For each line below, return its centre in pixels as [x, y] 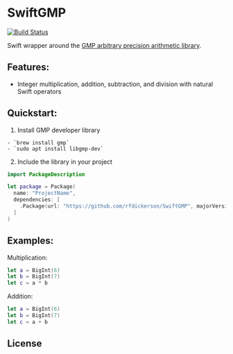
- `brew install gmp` [38, 143]
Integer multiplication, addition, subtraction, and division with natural [115, 84]
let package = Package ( [42, 187]
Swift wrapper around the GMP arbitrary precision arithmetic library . [104, 45]
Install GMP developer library [59, 130]
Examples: [31, 241]
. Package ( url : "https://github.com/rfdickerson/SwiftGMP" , [107, 206]
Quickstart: [32, 113]
